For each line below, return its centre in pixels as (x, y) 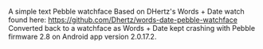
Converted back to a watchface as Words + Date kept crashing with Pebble (132, 28)
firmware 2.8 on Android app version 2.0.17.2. (82, 36)
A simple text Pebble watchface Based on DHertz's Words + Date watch (126, 11)
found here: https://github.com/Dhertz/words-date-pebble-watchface (123, 20)
